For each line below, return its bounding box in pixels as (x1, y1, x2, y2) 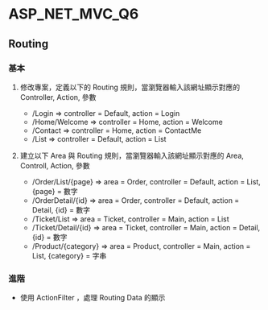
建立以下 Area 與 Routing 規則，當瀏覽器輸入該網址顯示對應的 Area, (19, 151, 244, 160)
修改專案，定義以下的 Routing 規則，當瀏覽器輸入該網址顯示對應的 (19, 82, 240, 92)
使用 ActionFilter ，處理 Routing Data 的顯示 (19, 293, 166, 303)
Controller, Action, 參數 (19, 92, 97, 101)
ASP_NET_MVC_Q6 (8, 5, 139, 23)
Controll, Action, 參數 (19, 160, 90, 170)
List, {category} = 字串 (31, 250, 107, 260)
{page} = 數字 (31, 186, 78, 196)
